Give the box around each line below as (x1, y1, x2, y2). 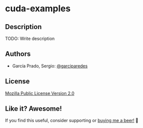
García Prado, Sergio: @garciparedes (12, 63, 88, 69)
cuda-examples (5, 3, 71, 14)
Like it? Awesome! (5, 104, 62, 113)
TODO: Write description (5, 35, 55, 41)
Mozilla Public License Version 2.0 (5, 90, 75, 96)
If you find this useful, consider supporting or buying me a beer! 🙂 (5, 118, 139, 124)
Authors (5, 50, 31, 58)
